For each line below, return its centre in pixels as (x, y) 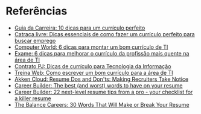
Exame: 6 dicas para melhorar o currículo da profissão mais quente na (102, 53)
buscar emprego (35, 40)
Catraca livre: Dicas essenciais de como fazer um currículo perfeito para (104, 34)
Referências (37, 11)
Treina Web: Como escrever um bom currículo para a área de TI (94, 72)
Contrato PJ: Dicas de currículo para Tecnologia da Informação (93, 66)
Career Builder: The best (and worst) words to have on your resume (98, 85)
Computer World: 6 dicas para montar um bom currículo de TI (91, 47)
